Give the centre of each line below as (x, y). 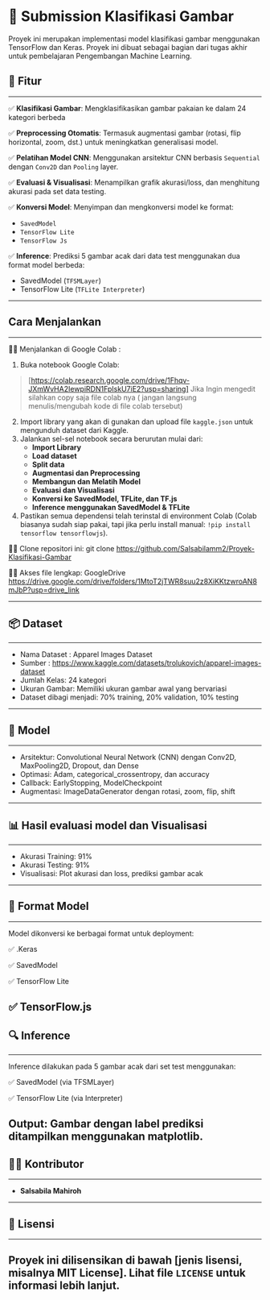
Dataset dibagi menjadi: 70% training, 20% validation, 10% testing (129, 697)
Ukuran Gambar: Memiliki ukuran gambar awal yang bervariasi (123, 689)
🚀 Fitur (25, 81)
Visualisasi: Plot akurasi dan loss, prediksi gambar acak (111, 873)
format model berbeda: (47, 264)
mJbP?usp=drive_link (44, 590)
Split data (48, 464)
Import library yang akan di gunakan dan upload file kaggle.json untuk (136, 422)
